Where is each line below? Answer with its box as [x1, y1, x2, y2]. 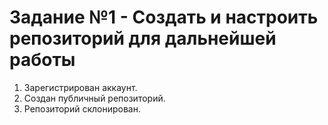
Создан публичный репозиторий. [23, 92, 166, 104]
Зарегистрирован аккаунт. [23, 81, 138, 93]
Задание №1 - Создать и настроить [9, 6, 319, 29]
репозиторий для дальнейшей [9, 27, 277, 50]
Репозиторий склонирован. [23, 102, 141, 115]
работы [9, 49, 76, 71]
